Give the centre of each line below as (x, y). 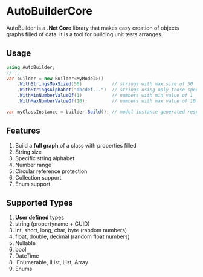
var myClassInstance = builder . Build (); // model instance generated (96, 112)
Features (23, 131)
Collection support (38, 177)
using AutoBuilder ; (31, 67)
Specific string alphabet (45, 158)
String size (28, 152)
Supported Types (40, 203)
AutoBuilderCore (49, 11)
